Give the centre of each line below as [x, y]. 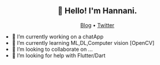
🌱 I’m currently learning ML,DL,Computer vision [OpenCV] [83, 43]
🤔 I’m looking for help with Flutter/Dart [59, 55]
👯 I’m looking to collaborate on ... [52, 49]
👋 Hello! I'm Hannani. [97, 11]
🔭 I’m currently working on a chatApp [58, 37]
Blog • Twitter [97, 25]
